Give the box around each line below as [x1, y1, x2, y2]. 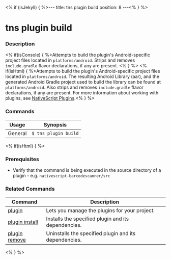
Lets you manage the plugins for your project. [46, 207, 155, 214]
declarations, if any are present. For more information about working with [5, 90, 159, 96]
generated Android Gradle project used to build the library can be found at [5, 79, 161, 85]
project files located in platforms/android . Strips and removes [5, 57, 135, 63]
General [8, 129, 27, 137]
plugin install [8, 219, 38, 226]
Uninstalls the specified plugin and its [46, 230, 136, 237]
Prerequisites [5, 155, 39, 163]
